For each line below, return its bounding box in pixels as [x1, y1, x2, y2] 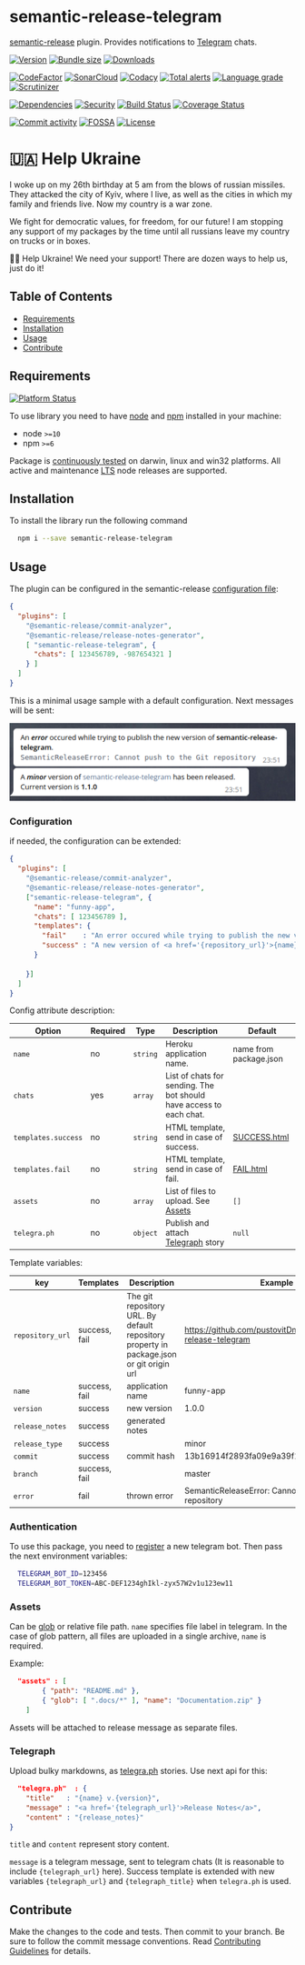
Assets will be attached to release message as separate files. [9, 1721, 238, 1733]
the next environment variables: [9, 1550, 128, 1561]
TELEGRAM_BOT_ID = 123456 [17, 1569, 107, 1579]
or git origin [126, 1358, 170, 1369]
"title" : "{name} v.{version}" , [25, 1793, 161, 1802]
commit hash [126, 1450, 175, 1461]
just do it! [9, 262, 44, 274]
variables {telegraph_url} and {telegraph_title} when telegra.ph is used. [9, 1876, 292, 1887]
